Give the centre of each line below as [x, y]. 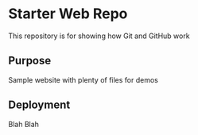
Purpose [30, 61]
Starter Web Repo [68, 14]
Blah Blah [24, 124]
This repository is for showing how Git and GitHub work [99, 36]
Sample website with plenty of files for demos [83, 79]
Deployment [39, 105]
